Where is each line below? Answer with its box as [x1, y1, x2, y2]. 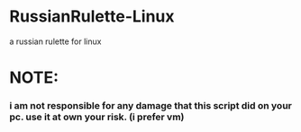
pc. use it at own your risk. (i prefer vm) [9, 110, 185, 123]
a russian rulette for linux [9, 36, 102, 47]
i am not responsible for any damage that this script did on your [9, 100, 293, 112]
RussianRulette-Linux [9, 6, 175, 27]
